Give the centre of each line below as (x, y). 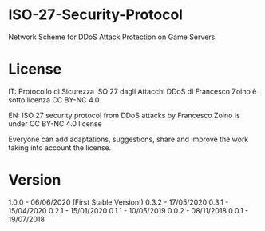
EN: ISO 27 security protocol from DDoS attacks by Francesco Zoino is (125, 115)
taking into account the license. (60, 147)
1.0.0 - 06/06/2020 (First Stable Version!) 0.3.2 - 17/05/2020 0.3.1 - (119, 202)
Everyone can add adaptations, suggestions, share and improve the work (129, 139)
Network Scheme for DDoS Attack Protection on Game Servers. (113, 37)
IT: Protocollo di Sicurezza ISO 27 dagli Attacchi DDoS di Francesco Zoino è (132, 91)
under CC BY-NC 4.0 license (55, 123)
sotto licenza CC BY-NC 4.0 (54, 100)
